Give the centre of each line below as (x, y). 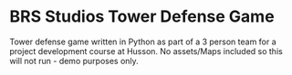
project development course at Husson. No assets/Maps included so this (146, 51)
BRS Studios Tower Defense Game (142, 17)
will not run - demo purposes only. (74, 61)
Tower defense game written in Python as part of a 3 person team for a (143, 42)
